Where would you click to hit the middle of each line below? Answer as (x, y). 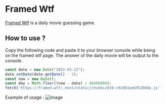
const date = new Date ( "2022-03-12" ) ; (45, 70)
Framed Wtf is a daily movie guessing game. (50, 23)
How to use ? (25, 38)
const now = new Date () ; (31, 79)
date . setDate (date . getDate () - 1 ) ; (42, 74)
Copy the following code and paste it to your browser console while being (80, 50)
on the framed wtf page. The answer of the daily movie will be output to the (82, 55)
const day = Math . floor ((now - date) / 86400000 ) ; (58, 83)
